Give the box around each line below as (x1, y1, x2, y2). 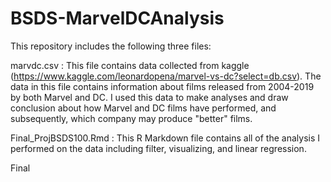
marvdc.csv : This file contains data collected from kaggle (10, 59, 250, 71)
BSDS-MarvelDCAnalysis (10, 7, 225, 30)
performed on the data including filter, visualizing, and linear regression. (10, 142, 307, 154)
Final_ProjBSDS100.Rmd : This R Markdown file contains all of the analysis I (10, 132, 321, 144)
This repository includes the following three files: (10, 40, 212, 52)
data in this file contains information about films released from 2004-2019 (10, 80, 315, 92)
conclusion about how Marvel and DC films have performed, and (10, 102, 277, 114)
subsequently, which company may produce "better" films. (10, 112, 253, 124)
